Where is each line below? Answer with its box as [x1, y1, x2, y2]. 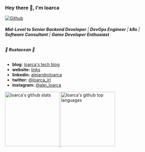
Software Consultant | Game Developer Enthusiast [5, 31, 110, 37]
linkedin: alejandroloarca [12, 72, 62, 78]
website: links [12, 67, 41, 73]
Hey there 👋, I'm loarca [5, 4, 59, 11]
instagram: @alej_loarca [12, 82, 61, 88]
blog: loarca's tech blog [12, 61, 60, 67]
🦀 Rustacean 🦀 [5, 46, 35, 52]
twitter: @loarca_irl [12, 77, 51, 83]
